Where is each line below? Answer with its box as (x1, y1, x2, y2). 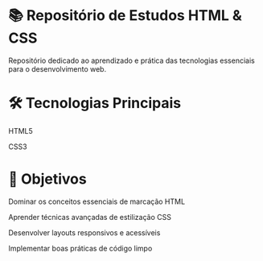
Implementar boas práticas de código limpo (8, 243, 153, 253)
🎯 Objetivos (8, 170, 87, 188)
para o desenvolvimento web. (8, 64, 107, 73)
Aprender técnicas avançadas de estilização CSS (8, 212, 171, 222)
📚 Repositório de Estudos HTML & (8, 6, 243, 25)
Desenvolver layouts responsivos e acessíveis (8, 227, 161, 238)
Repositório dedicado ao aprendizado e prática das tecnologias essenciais (8, 56, 255, 65)
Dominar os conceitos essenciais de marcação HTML (8, 197, 186, 206)
